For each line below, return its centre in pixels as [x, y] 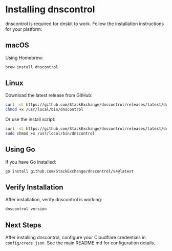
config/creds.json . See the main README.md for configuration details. [80, 243]
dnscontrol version [26, 209]
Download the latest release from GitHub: [49, 95]
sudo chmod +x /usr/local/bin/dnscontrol [50, 134]
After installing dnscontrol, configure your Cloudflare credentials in [76, 238]
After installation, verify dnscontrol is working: [54, 200]
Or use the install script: [30, 120]
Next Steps [23, 225]
